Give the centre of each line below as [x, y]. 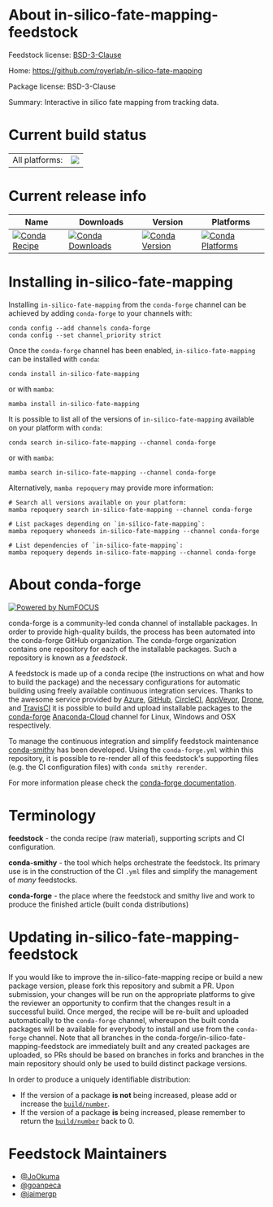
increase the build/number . [65, 1104]
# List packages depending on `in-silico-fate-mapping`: [107, 524]
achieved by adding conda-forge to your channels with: [100, 313]
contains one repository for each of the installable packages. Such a [123, 649]
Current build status [78, 135]
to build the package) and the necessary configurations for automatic [125, 682]
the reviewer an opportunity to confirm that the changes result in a [120, 1003]
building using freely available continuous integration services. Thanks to [131, 690]
